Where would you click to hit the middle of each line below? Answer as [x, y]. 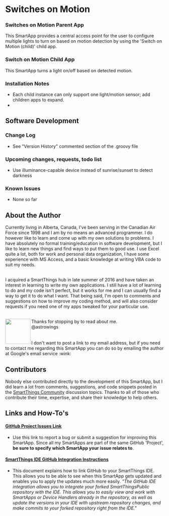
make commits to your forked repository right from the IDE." [74, 508]
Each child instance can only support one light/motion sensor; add [81, 94]
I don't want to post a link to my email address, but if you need [96, 343]
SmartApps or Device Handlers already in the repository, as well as [82, 497]
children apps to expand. [38, 100]
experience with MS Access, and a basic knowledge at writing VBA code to [83, 259]
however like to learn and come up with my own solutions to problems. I [79, 238]
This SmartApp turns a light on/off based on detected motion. [69, 70]
